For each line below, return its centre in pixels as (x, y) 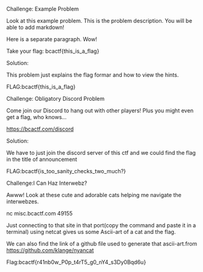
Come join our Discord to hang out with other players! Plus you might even (100, 111)
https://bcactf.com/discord (40, 129)
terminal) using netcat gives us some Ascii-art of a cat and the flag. (91, 232)
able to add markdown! (35, 27)
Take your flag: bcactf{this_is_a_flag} (53, 51)
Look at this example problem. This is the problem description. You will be (99, 21)
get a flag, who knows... (37, 117)
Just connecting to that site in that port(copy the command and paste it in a (101, 225)
